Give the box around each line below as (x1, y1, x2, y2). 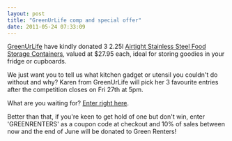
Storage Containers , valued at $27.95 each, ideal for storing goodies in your (7, 50, 225, 58)
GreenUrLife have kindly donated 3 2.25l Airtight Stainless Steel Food (7, 43, 207, 51)
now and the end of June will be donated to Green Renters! (7, 127, 177, 136)
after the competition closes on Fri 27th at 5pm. (7, 85, 144, 94)
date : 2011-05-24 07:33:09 (7, 23, 86, 30)
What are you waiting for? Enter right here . (7, 99, 130, 107)
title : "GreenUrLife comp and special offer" (7, 17, 141, 24)
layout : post (7, 10, 45, 17)
